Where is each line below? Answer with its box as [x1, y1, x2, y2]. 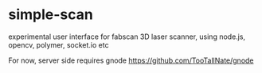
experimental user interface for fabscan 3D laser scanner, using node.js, [8, 32, 245, 41]
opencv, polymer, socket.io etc [8, 40, 109, 49]
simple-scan [8, 6, 93, 24]
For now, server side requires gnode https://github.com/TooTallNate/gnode [8, 56, 254, 65]
